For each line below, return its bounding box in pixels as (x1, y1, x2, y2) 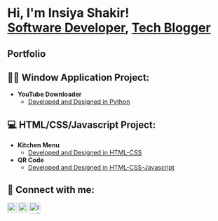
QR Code (17, 156, 44, 164)
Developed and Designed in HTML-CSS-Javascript (27, 163, 175, 172)
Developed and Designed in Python (27, 98, 130, 106)
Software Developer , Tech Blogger (7, 20, 212, 36)
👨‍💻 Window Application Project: (7, 72, 150, 83)
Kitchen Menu (17, 141, 60, 149)
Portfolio (7, 48, 46, 60)
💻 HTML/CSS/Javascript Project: (7, 119, 156, 130)
